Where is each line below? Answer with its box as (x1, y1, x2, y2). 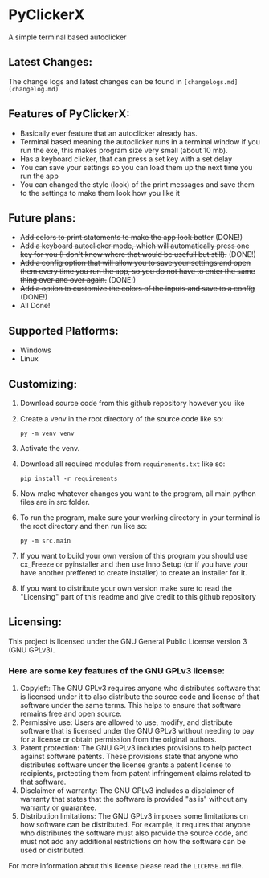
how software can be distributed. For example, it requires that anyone (19, 820, 251, 830)
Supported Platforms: (8, 323, 119, 338)
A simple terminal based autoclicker (8, 32, 127, 42)
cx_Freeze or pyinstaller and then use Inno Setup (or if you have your (19, 559, 249, 569)
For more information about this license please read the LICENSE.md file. (8, 861, 244, 871)
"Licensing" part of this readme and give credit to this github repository (19, 592, 257, 601)
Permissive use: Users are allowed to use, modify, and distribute (19, 717, 233, 727)
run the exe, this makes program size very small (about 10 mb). (19, 145, 229, 155)
